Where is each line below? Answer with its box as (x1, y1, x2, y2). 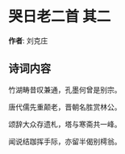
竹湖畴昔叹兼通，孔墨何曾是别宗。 (8, 84, 122, 94)
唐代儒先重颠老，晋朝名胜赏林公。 (8, 102, 122, 112)
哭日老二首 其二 (8, 7, 111, 26)
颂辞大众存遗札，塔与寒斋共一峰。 (8, 119, 122, 129)
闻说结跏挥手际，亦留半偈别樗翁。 (8, 136, 122, 146)
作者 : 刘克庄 (8, 36, 48, 45)
